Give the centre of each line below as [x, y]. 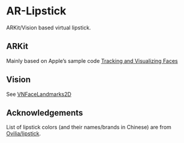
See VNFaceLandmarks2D [39, 94]
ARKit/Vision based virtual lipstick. [49, 28]
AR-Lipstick [36, 11]
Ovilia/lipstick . [24, 133]
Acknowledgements [45, 113]
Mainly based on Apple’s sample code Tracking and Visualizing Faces [92, 60]
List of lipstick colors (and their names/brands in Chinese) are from [89, 127]
